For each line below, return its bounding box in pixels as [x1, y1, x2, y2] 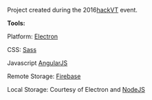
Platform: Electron [7, 32, 58, 40]
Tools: [7, 19, 25, 27]
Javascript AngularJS [7, 59, 68, 67]
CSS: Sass [7, 46, 36, 53]
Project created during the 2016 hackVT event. [7, 6, 138, 14]
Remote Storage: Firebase [7, 72, 81, 80]
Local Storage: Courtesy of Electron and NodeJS [7, 86, 146, 93]
